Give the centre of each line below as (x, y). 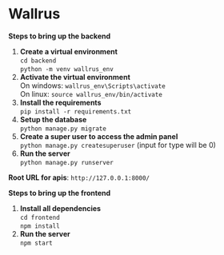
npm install (40, 226)
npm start (36, 243)
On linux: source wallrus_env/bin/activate (91, 94)
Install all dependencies (60, 208)
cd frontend (40, 217)
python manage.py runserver (66, 162)
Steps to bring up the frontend (60, 193)
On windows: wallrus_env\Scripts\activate (92, 86)
